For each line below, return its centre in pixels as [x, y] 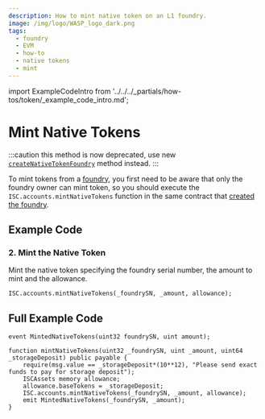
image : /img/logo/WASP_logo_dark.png [72, 23]
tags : [17, 31]
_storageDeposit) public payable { [68, 358]
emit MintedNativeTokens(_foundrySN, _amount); [104, 400]
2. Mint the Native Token [57, 253]
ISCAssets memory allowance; [72, 380]
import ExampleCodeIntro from [60, 91]
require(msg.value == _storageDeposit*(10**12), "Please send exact [140, 365]
